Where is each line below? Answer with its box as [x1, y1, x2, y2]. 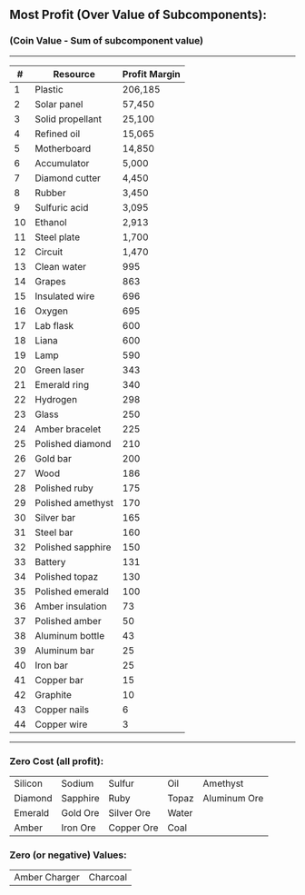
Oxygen [34, 304, 68, 317]
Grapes [34, 274, 66, 287]
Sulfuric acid [34, 201, 89, 214]
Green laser [34, 363, 84, 376]
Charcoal [88, 871, 128, 884]
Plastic [34, 83, 64, 95]
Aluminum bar [34, 644, 95, 657]
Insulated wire [34, 290, 95, 303]
